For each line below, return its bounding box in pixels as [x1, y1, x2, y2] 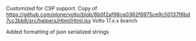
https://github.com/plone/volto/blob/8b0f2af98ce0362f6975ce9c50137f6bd [6, 11, 190, 18]
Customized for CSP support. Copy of [6, 5, 98, 12]
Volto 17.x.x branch [92, 17, 137, 24]
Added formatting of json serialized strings [6, 28, 109, 35]
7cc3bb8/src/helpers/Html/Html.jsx [6, 17, 91, 24]
